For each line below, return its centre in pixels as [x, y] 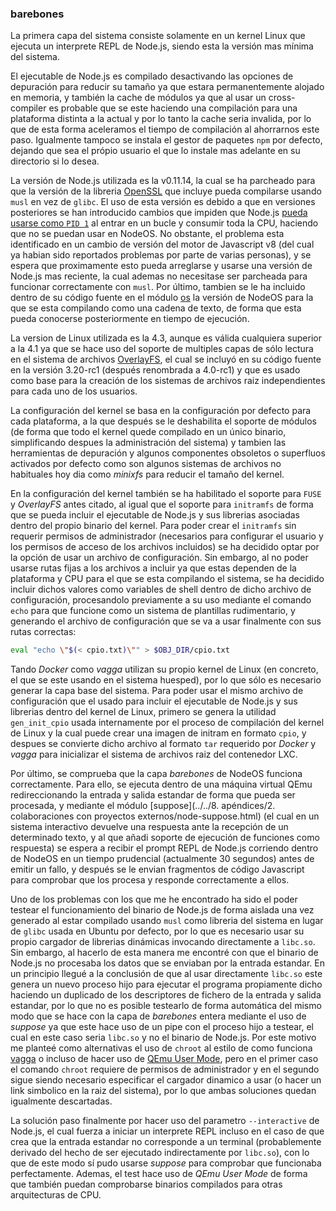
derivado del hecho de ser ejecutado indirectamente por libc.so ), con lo [160, 1153]
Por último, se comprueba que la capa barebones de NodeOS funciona [156, 774]
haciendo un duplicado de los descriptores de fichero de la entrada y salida [166, 995]
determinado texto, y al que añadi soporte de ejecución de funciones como [165, 838]
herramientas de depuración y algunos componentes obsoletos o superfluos [168, 453]
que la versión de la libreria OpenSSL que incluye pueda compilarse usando [166, 191]
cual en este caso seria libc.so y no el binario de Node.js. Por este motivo [163, 1038]
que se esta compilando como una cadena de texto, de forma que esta [156, 308]
